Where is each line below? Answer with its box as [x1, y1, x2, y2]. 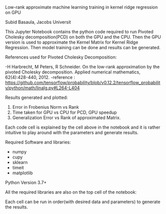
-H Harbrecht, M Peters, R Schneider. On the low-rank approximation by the [5, 64, 160, 70]
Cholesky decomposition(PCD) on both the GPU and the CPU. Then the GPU [5, 34, 161, 40]
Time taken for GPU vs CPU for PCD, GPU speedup [12, 109, 117, 115]
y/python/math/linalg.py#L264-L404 [5, 85, 80, 91]
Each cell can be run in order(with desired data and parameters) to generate [5, 199, 161, 205]
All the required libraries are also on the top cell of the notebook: [5, 189, 137, 195]
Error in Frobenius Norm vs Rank [12, 104, 79, 110]
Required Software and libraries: [5, 139, 71, 145]
